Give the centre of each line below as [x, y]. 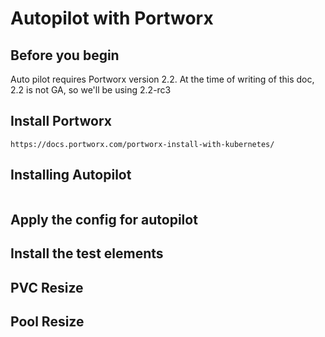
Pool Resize [47, 322]
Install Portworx [61, 121]
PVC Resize [47, 287]
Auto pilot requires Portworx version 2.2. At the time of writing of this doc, [162, 79]
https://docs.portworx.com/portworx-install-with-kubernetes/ [142, 144]
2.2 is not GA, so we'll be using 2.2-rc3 [91, 90]
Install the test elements [87, 253]
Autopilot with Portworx [112, 18]
